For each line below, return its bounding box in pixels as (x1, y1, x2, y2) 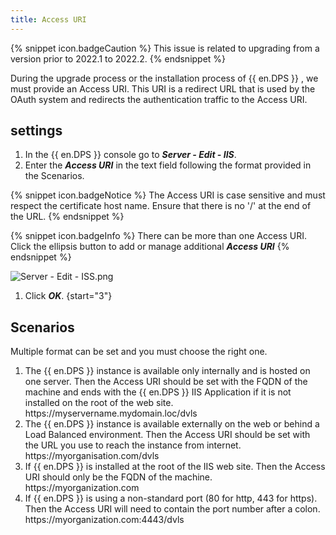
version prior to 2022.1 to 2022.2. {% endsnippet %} (10, 52, 227, 65)
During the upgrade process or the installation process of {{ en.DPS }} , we (10, 72, 319, 84)
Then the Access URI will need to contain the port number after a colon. (24, 503, 321, 515)
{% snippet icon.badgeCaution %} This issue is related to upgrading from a (10, 42, 320, 54)
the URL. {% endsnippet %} (10, 211, 125, 223)
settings (10, 122, 63, 140)
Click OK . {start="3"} (24, 290, 113, 302)
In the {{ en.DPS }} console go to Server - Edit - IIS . (24, 149, 237, 161)
